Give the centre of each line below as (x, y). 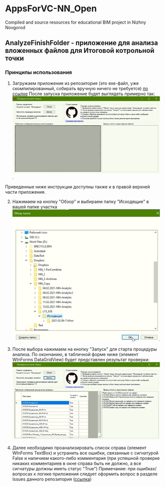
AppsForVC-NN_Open (51, 9)
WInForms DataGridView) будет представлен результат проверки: (81, 360)
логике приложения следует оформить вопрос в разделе (97, 474)
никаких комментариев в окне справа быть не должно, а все (77, 463)
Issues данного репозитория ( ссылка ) (52, 479)
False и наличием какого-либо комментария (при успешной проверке (86, 458)
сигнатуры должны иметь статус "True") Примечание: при (74, 469)
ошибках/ (147, 469)
